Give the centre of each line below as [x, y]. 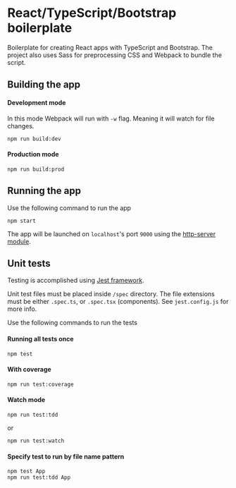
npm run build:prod [36, 169]
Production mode [33, 154]
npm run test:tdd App [39, 477]
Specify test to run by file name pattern [66, 456]
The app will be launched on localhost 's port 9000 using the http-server [112, 233]
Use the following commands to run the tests [72, 323]
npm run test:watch [36, 441]
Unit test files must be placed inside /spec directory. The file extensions [111, 294]
